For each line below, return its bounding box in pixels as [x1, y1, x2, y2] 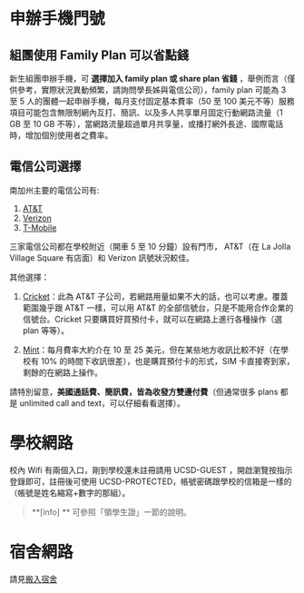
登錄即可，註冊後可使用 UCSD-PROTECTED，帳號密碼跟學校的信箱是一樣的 [9, 476, 292, 487]
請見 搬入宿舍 [9, 573, 57, 584]
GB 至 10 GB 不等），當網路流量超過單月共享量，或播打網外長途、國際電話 [9, 119, 284, 129]
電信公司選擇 [9, 159, 82, 174]
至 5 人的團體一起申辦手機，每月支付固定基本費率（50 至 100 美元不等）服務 [9, 96, 295, 106]
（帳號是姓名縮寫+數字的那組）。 [9, 487, 131, 498]
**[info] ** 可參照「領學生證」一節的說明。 [31, 506, 192, 518]
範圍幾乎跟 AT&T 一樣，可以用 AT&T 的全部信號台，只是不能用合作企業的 [22, 301, 294, 313]
